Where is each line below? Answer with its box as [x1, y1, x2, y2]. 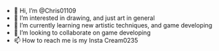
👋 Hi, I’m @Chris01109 [13, 7, 76, 14]
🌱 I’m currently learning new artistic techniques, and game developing [13, 21, 213, 29]
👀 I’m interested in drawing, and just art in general [13, 14, 155, 22]
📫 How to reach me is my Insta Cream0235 [13, 37, 138, 44]
